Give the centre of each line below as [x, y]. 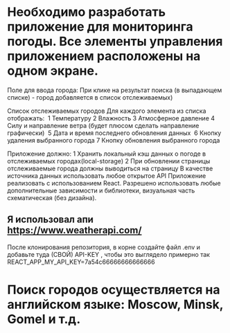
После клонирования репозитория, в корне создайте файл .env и [104, 247]
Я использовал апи [50, 220]
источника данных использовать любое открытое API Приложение [107, 175]
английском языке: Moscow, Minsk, [115, 304]
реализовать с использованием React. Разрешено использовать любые [114, 183]
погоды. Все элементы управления [115, 42]
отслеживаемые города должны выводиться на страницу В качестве [110, 168]
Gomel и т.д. [44, 319]
